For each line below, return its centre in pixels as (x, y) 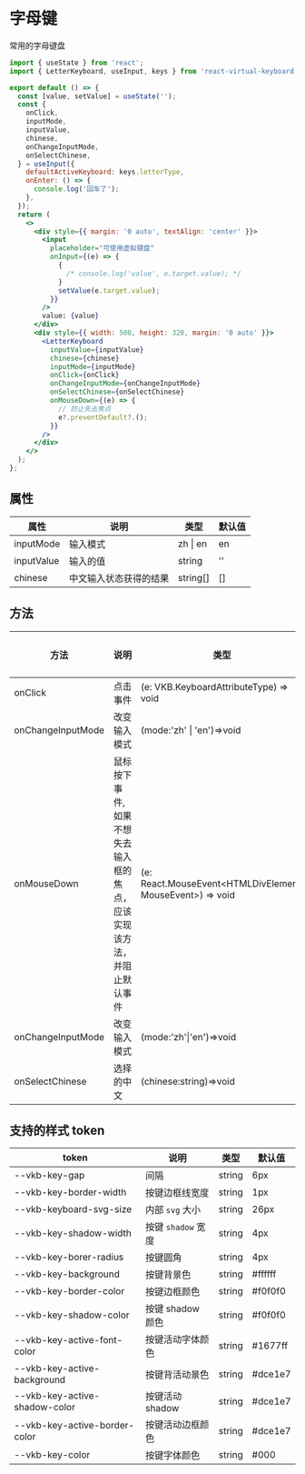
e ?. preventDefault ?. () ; (103, 417)
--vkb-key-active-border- (74, 1426)
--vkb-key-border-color (69, 1291)
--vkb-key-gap (49, 1176)
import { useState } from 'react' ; (77, 63)
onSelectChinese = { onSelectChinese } (117, 392)
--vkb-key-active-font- (69, 1340)
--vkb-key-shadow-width (73, 1233)
